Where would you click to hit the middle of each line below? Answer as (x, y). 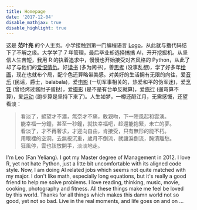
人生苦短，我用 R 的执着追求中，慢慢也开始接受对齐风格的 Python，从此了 (101, 60)
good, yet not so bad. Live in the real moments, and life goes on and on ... (95, 201)
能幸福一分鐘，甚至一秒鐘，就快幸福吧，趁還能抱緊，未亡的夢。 (97, 124)
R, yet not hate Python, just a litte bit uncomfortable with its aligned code (94, 164)
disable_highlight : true (36, 28)
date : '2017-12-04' (30, 17)
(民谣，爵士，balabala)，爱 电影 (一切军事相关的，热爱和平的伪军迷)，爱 (99, 82)
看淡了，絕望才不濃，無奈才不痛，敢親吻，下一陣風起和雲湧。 (95, 116)
